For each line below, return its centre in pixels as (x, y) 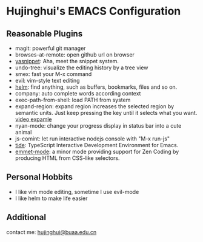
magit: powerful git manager (50, 48)
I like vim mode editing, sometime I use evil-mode (77, 192)
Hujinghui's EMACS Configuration (94, 11)
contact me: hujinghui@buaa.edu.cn (52, 232)
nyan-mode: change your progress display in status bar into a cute (98, 126)
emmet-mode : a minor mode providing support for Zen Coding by (97, 151)
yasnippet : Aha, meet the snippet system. (67, 61)
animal (23, 132)
